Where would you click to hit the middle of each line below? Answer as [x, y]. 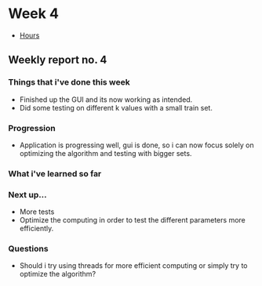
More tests [37, 212]
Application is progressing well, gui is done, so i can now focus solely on [136, 145]
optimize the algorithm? [58, 274]
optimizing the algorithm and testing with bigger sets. [106, 153]
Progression [32, 128]
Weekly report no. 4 [58, 60]
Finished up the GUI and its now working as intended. [106, 100]
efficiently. [36, 229]
